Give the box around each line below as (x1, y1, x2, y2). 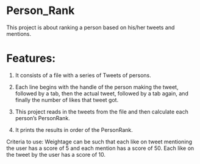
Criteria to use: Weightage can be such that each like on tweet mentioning (6, 138, 193, 145)
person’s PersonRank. (15, 114, 70, 121)
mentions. (6, 30, 32, 37)
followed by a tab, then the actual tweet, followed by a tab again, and (15, 89, 189, 97)
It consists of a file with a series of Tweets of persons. (15, 71, 151, 79)
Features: (6, 52, 56, 66)
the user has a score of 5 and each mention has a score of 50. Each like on (6, 144, 195, 152)
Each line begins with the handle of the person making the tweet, (15, 83, 179, 91)
